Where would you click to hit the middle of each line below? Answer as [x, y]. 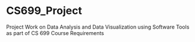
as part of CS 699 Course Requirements [55, 33]
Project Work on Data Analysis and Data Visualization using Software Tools [98, 27]
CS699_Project [44, 11]
